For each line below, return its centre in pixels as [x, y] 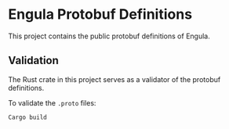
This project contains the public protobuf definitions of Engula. [109, 36]
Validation [33, 61]
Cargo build [27, 117]
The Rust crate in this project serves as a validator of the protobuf [114, 79]
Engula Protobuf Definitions [100, 14]
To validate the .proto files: [52, 102]
